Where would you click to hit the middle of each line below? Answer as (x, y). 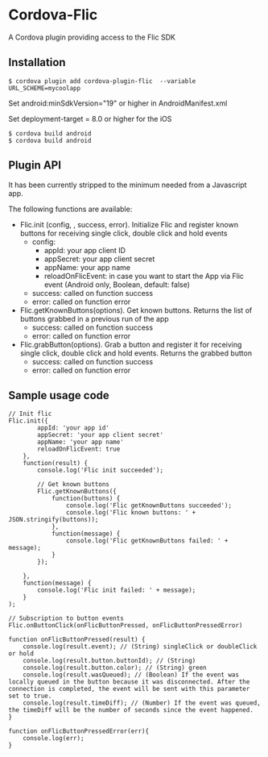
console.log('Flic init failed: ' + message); (117, 590)
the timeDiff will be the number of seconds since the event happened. (131, 710)
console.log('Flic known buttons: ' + (131, 513)
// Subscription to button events (66, 618)
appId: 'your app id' (74, 428)
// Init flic (30, 414)
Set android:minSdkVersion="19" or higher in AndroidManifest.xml (118, 103)
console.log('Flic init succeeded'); (100, 470)
